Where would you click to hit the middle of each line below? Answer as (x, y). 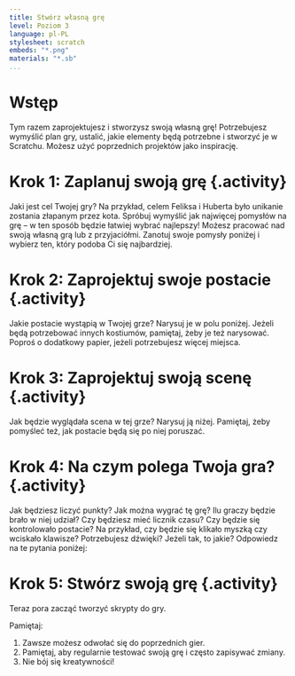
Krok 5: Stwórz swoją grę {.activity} (144, 583)
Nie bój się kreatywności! (68, 661)
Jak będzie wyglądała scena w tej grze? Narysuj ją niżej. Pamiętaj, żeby (140, 421)
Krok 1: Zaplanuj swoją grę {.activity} (148, 182)
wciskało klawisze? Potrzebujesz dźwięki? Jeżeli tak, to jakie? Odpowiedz (144, 538)
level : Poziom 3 (39, 26)
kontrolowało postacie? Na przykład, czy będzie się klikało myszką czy (138, 529)
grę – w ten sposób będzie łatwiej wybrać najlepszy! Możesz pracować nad (147, 225)
